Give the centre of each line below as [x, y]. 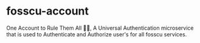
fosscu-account [48, 11]
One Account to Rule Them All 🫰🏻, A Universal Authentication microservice [100, 28]
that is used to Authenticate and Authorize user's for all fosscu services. [97, 34]
